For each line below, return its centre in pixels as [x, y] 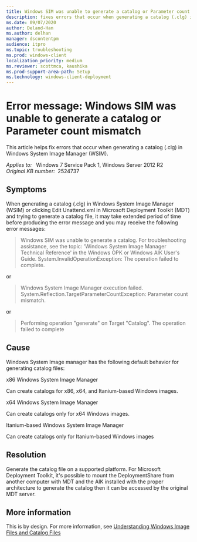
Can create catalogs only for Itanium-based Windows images [80, 436]
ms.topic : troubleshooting [39, 50]
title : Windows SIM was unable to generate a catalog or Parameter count [98, 11]
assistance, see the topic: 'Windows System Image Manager [93, 246]
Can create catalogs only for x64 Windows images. [68, 413]
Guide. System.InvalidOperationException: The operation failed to [99, 258]
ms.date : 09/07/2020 [31, 22]
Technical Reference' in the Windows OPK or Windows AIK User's [100, 253]
